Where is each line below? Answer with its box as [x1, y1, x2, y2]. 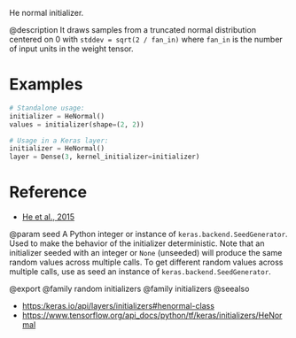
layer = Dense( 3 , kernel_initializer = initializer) [9, 152, 200, 162]
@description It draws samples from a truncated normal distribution [9, 25, 257, 35]
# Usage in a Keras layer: [9, 136, 109, 145]
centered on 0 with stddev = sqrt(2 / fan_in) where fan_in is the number [9, 35, 284, 44]
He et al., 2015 [21, 211, 75, 222]
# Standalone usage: [9, 104, 86, 112]
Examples [9, 74, 83, 95]
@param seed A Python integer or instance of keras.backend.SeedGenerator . [9, 229, 288, 240]
